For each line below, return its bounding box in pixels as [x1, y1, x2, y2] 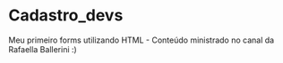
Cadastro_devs [8, 5, 124, 26]
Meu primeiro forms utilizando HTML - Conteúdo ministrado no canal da [8, 35, 275, 45]
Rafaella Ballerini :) [8, 43, 77, 54]
